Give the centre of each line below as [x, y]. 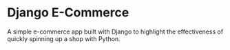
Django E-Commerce [68, 13]
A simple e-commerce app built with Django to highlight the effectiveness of [115, 32]
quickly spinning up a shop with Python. [64, 38]
